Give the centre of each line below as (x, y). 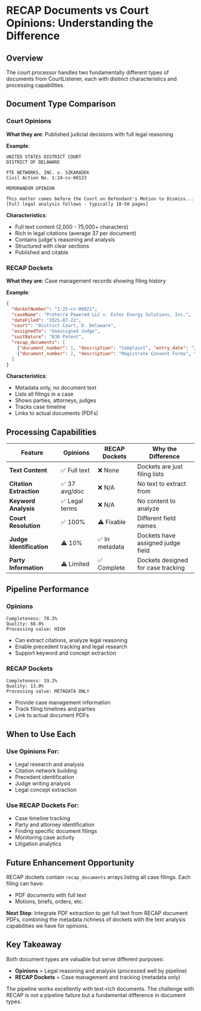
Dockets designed (163, 560)
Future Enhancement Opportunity (70, 863)
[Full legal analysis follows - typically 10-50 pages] (77, 204)
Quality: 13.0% (25, 686)
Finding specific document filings (56, 831)
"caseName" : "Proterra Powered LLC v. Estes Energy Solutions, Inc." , (101, 315)
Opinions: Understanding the (80, 23)
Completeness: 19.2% (32, 681)
